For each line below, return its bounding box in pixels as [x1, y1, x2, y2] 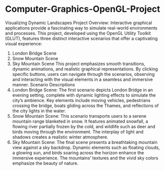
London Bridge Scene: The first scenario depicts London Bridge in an [12, 87, 153, 93]
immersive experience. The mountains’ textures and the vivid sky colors [12, 155, 159, 161]
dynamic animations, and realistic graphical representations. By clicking [12, 66, 158, 72]
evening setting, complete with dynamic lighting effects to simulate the [12, 92, 156, 98]
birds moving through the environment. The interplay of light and [12, 129, 144, 135]
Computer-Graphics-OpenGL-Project [5, 3, 161, 15]
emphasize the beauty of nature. [12, 160, 79, 166]
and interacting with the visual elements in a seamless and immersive [12, 76, 153, 82]
